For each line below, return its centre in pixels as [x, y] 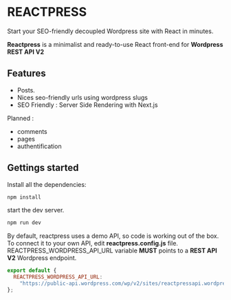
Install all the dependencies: [47, 184]
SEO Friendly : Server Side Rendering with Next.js [87, 105]
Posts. [26, 90]
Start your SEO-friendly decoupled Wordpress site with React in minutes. [110, 31]
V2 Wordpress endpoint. [42, 258]
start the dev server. [36, 210]
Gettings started [43, 168]
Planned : [21, 118]
